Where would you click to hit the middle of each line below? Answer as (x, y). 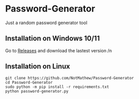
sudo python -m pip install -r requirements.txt (57, 87)
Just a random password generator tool (46, 23)
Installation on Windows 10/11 (52, 38)
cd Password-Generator (29, 82)
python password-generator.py (37, 91)
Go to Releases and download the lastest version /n (59, 50)
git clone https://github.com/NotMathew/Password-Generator (70, 78)
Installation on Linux (38, 67)
